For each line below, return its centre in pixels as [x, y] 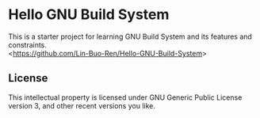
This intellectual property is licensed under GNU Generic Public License [125, 97]
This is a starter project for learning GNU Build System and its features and [130, 36]
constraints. [28, 44]
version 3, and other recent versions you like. [82, 105]
